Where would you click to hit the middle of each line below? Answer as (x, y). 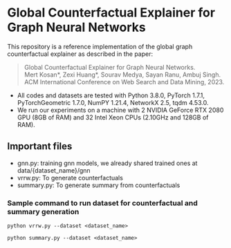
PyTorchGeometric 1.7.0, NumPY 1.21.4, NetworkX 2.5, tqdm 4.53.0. (113, 102)
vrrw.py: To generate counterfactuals (70, 178)
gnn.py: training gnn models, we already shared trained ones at (107, 163)
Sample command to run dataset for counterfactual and (103, 203)
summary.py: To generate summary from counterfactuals (99, 185)
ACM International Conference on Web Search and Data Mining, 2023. (124, 82)
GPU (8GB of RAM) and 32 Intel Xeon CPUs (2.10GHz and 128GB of (113, 117)
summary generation (43, 211)
